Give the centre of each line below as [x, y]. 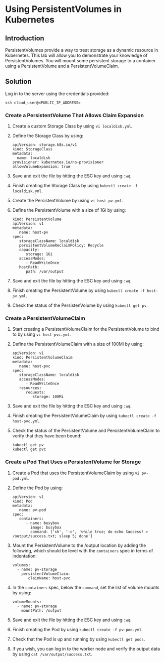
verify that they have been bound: [47, 436]
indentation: [25, 556]
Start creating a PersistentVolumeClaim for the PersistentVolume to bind [86, 329]
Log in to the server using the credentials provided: [57, 94]
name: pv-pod [32, 510]
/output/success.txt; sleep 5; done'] [52, 536]
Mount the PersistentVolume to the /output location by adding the [79, 545]
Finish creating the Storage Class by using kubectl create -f [75, 186]
